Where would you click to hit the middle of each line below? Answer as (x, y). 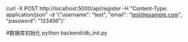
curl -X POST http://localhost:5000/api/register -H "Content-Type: (87, 8)
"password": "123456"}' (36, 21)
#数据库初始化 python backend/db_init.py (57, 33)
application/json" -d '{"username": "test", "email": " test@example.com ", (94, 15)
